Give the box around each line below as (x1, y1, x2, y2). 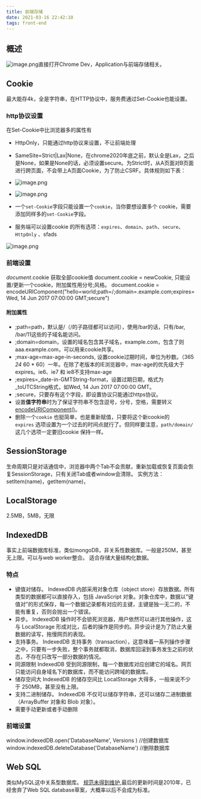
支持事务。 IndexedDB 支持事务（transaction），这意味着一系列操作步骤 (14, 638, 191, 645)
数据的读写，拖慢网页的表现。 (14, 630, 89, 638)
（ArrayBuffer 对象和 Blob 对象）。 (14, 698, 99, 705)
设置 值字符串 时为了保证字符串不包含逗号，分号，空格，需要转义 (14, 398, 172, 405)
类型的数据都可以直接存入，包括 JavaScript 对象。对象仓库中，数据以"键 (14, 592, 194, 600)
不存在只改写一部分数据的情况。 (25, 653, 105, 660)
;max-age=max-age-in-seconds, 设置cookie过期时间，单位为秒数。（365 (14, 353, 194, 360)
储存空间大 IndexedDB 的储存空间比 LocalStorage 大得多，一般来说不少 (14, 675, 191, 683)
